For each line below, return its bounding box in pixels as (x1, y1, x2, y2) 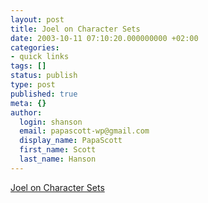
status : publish (10, 71, 78, 81)
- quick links (10, 52, 70, 62)
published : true (10, 89, 78, 99)
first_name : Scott (19, 145, 97, 155)
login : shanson (19, 117, 83, 127)
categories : (10, 42, 60, 53)
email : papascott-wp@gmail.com (19, 126, 150, 136)
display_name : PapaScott (19, 136, 123, 146)
